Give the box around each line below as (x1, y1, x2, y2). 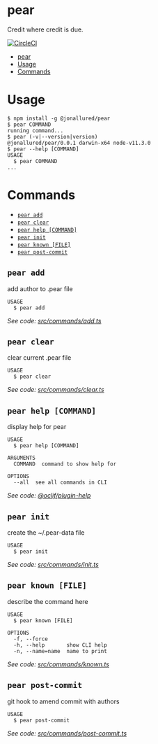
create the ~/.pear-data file (7, 528, 85, 537)
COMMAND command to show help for (13, 461, 117, 468)
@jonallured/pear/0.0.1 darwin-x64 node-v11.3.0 (7, 139, 151, 146)
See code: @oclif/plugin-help (7, 491, 91, 500)
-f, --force (13, 636, 49, 643)
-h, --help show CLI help (13, 641, 108, 649)
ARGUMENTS (7, 454, 36, 462)
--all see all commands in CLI (13, 479, 108, 486)
